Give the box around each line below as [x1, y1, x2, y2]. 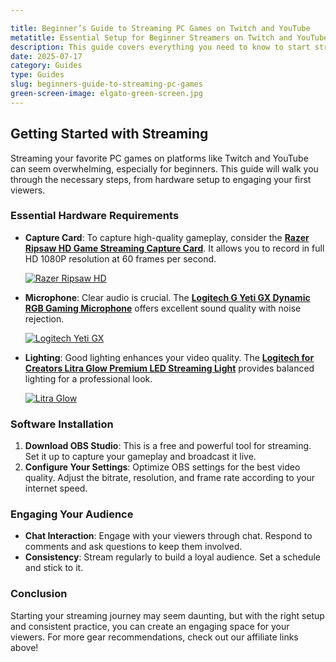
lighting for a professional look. [24, 372, 153, 385]
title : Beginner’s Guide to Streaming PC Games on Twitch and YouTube [10, 23, 311, 33]
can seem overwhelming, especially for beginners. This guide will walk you [10, 162, 319, 175]
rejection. [24, 312, 65, 325]
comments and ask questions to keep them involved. [24, 541, 243, 553]
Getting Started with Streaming [10, 126, 209, 143]
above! [10, 641, 39, 653]
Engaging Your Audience [10, 507, 134, 521]
